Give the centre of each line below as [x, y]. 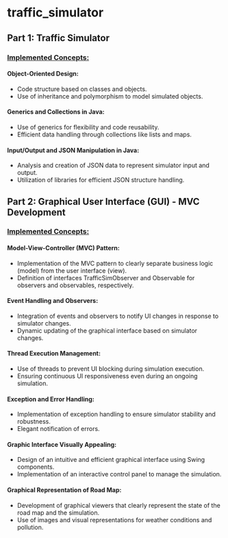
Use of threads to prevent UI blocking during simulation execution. [111, 369]
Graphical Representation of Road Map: [64, 490]
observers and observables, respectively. [75, 285]
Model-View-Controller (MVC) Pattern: [63, 248]
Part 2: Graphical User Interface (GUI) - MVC [103, 201]
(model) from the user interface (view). [72, 270]
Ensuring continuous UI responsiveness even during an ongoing [107, 376]
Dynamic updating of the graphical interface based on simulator [107, 330]
